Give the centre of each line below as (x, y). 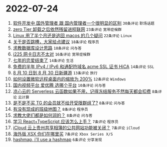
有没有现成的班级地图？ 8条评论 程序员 (51, 109)
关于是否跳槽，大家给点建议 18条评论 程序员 (56, 41)
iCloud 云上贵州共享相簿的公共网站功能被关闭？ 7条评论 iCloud (76, 128)
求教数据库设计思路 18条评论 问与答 (47, 48)
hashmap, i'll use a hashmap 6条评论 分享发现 (57, 139)
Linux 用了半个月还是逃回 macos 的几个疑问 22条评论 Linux (72, 35)
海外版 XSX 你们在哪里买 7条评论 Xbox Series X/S (63, 134)
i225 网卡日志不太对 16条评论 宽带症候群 (52, 54)
